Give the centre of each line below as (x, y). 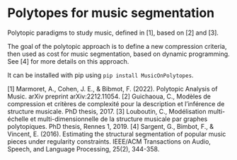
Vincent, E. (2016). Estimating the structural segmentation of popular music (117, 134)
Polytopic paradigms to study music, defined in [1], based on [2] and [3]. (113, 33)
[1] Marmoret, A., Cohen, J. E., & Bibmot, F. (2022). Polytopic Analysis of (112, 88)
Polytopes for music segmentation (111, 13)
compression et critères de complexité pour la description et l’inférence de (116, 103)
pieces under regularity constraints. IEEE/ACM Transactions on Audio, (109, 141)
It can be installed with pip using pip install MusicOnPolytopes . (100, 75)
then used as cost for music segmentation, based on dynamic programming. (118, 54)
